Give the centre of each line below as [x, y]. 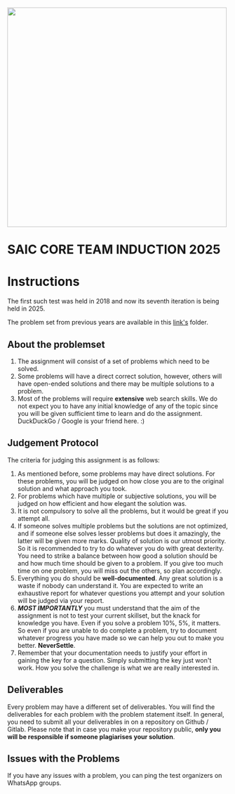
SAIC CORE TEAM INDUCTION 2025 [114, 250]
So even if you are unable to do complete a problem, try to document [117, 630]
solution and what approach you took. [72, 488]
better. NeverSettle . [46, 645]
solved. [28, 368]
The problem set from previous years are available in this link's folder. [108, 323]
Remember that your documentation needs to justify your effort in [112, 653]
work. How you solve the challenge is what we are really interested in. [118, 668]
